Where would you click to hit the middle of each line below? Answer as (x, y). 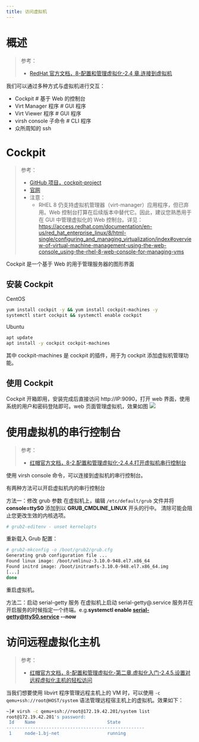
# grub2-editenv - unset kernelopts (51, 527)
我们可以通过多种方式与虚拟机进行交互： (56, 86)
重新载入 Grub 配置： (32, 539)
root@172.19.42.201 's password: (46, 717)
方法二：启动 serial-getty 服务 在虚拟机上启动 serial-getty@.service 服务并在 (100, 602)
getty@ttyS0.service (33, 617)
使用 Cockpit (30, 383)
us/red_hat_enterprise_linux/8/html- (82, 232)
